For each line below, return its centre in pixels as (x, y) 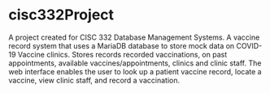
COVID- (249, 45)
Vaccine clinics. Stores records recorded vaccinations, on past (122, 54)
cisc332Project (61, 15)
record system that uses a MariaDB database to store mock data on (122, 45)
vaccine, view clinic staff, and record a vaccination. (94, 80)
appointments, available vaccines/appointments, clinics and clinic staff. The (135, 63)
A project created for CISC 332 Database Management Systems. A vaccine (134, 37)
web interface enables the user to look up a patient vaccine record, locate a (135, 71)
